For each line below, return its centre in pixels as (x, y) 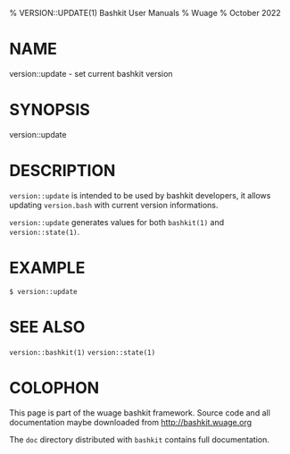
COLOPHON (54, 387)
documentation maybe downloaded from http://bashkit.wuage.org (131, 422)
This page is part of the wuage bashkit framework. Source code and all (140, 412)
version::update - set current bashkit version (91, 73)
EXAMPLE (47, 268)
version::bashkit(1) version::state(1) (83, 352)
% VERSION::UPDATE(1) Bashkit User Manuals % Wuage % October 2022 (145, 13)
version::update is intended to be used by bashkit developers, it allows (140, 195)
